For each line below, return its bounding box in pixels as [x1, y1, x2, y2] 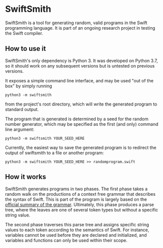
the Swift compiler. [5, 30, 43, 36]
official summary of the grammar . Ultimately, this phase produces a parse [5, 201, 154, 208]
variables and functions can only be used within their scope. [5, 237, 128, 243]
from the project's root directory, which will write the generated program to [5, 101, 158, 107]
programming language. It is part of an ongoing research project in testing [5, 25, 156, 31]
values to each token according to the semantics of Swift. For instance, [5, 227, 149, 233]
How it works [5, 173, 46, 181]
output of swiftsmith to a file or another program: [5, 149, 104, 156]
